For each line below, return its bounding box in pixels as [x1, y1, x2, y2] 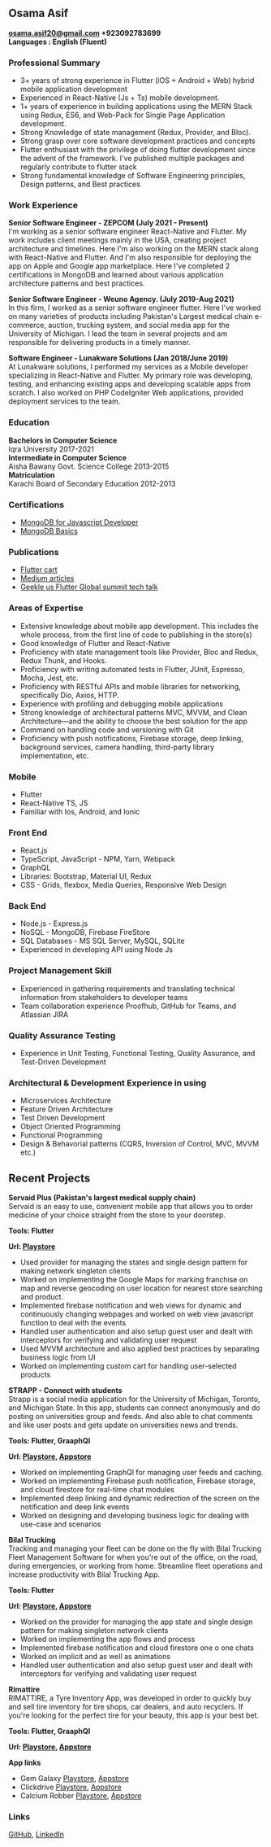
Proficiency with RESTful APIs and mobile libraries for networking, [19, 681, 241, 691]
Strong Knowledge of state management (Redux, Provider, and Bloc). [19, 128, 252, 138]
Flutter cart [19, 565, 58, 574]
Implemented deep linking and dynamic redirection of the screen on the [19, 1493, 260, 1504]
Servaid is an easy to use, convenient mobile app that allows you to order [8, 1202, 254, 1212]
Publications [8, 546, 59, 557]
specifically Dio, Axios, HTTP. [19, 690, 119, 700]
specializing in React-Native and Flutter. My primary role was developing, [8, 370, 253, 381]
